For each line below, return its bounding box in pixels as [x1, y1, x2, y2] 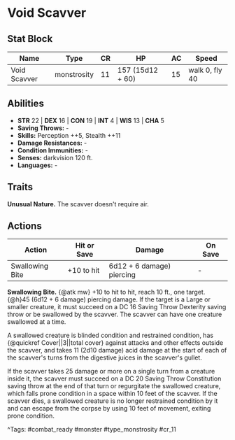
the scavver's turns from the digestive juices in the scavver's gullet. [7, 353, 203, 362]
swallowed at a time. [7, 318, 66, 326]
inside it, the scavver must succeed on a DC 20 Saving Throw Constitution [7, 374, 222, 383]
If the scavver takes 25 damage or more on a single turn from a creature [7, 367, 215, 376]
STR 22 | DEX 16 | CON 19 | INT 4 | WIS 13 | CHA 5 [17, 116, 164, 125]
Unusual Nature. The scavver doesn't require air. [7, 199, 149, 208]
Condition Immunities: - [17, 146, 89, 155]
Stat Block [7, 33, 53, 45]
